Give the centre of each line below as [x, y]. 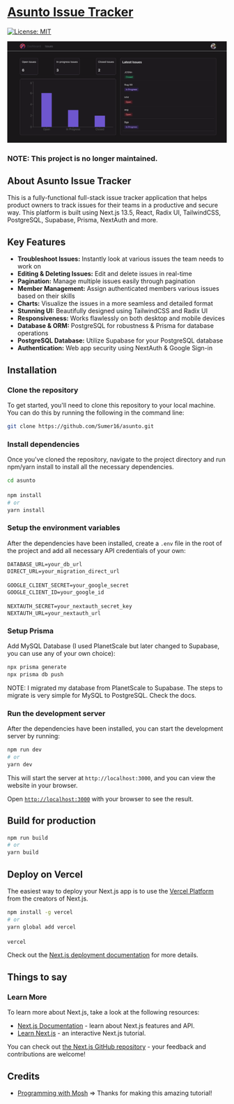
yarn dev [20, 764]
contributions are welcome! [46, 1054]
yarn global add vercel [42, 927]
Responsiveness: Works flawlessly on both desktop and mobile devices [121, 318]
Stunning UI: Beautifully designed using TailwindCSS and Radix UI [112, 311]
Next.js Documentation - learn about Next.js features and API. [106, 1026]
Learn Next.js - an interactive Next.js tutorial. [81, 1033]
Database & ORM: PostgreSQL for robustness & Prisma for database [116, 326]
